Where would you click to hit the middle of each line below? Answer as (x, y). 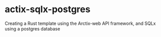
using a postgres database (32, 28)
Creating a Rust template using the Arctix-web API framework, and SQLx (80, 23)
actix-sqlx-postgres (48, 9)
